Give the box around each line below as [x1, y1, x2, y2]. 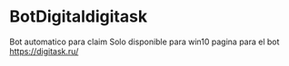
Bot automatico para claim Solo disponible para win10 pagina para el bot [9, 36, 280, 47]
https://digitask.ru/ [9, 45, 79, 56]
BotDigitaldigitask [9, 6, 148, 27]
